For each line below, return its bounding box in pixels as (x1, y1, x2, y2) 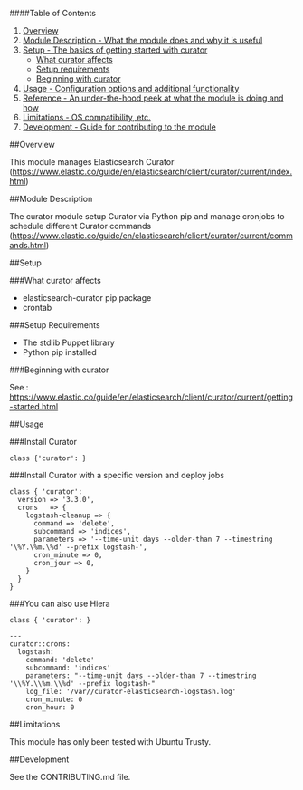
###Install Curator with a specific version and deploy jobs (9, 470, 224, 480)
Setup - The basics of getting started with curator (22, 44, 208, 55)
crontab (22, 303, 52, 313)
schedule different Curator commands (9, 221, 152, 231)
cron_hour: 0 (25, 703, 75, 712)
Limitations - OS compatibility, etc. (22, 112, 151, 122)
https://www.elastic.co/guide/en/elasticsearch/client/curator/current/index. (12, 167, 292, 177)
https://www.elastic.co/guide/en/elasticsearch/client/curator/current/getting (9, 391, 294, 402)
